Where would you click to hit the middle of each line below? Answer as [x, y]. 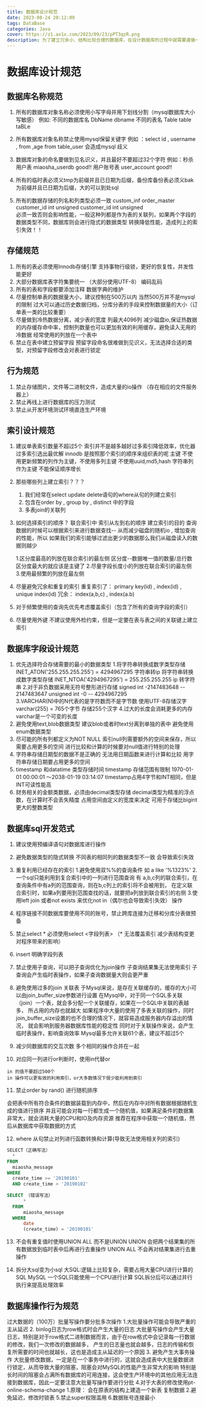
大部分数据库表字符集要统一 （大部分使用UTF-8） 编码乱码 [89, 281]
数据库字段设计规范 [43, 648]
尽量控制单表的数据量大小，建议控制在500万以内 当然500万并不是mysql [105, 297]
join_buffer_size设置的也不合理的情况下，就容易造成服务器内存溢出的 [101, 1018]
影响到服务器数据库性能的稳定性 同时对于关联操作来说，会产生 [116, 1026]
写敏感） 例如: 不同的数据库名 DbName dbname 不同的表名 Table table [104, 120]
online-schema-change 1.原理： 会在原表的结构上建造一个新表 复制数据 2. [99, 1390]
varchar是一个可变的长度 [46, 717]
